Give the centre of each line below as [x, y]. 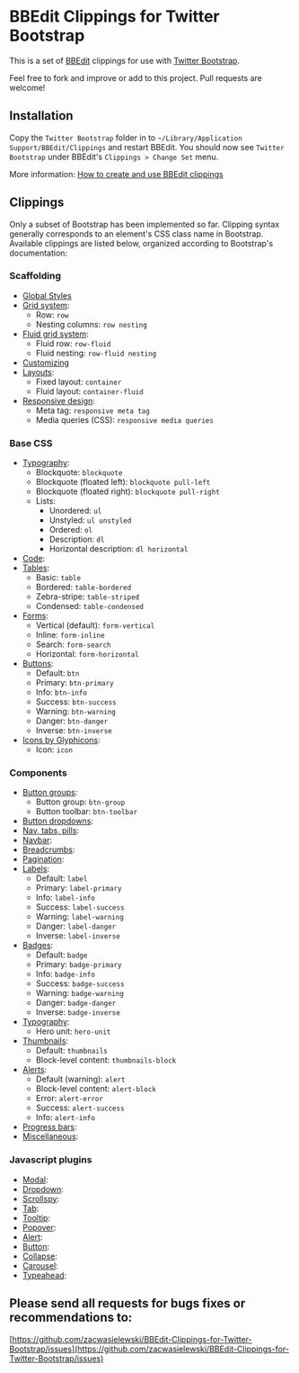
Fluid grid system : [56, 334]
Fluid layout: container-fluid [89, 391]
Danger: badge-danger [76, 1003]
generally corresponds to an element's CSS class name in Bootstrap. [136, 233]
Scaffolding [35, 276]
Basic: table [58, 578]
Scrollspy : [41, 1198]
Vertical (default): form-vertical [95, 625]
